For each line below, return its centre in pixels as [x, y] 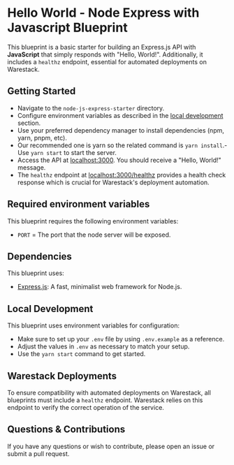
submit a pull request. [38, 453]
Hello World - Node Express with [103, 13]
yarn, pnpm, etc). [42, 138]
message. [31, 167]
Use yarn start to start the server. [67, 152]
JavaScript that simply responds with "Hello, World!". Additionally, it [105, 54]
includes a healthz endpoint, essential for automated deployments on [107, 61]
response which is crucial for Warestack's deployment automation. [113, 182]
